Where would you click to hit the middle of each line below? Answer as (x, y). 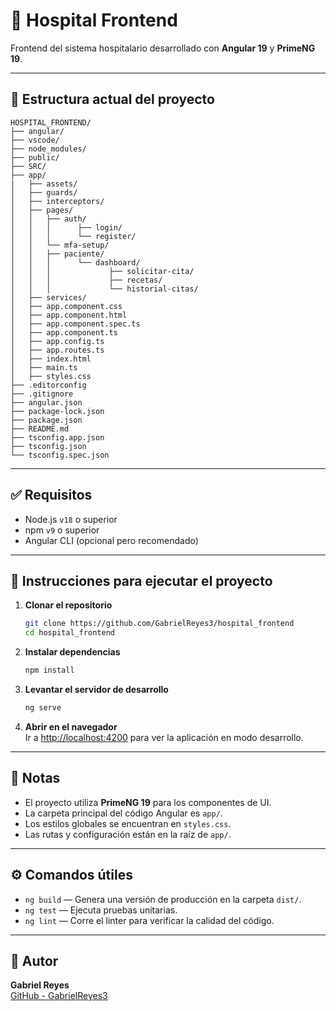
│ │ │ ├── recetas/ (86, 280)
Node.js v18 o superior (71, 519)
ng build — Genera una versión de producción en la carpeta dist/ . (163, 899)
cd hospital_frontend (69, 633)
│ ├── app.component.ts (64, 332)
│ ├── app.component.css (66, 306)
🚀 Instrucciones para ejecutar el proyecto (141, 580)
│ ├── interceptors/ (57, 201)
